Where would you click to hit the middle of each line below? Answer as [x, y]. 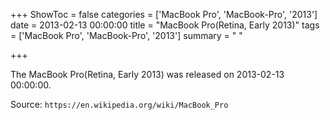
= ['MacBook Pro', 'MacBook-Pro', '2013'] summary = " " [126, 35]
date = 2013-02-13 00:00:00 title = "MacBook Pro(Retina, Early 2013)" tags [165, 25]
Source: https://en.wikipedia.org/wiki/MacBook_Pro [119, 104]
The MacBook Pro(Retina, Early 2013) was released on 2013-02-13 [147, 74]
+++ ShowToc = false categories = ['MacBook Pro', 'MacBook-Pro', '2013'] [164, 14]
